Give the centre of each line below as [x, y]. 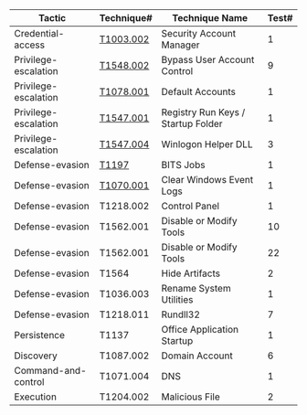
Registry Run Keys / [203, 112]
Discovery [36, 356]
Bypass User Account [208, 60]
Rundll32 [181, 314]
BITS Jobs [183, 165]
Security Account [198, 33]
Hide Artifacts [191, 273]
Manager [180, 45]
